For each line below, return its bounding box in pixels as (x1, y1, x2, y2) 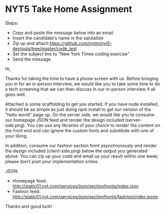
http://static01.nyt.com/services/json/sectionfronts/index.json (12, 183, 139, 189)
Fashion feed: (12, 188, 41, 194)
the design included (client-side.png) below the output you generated (5, 148, 148, 154)
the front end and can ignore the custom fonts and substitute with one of (5, 127, 154, 133)
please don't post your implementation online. (5, 158, 99, 164)
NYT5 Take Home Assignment (5, 3, 133, 15)
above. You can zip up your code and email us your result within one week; (5, 153, 159, 159)
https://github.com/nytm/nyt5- (49, 40, 112, 46)
